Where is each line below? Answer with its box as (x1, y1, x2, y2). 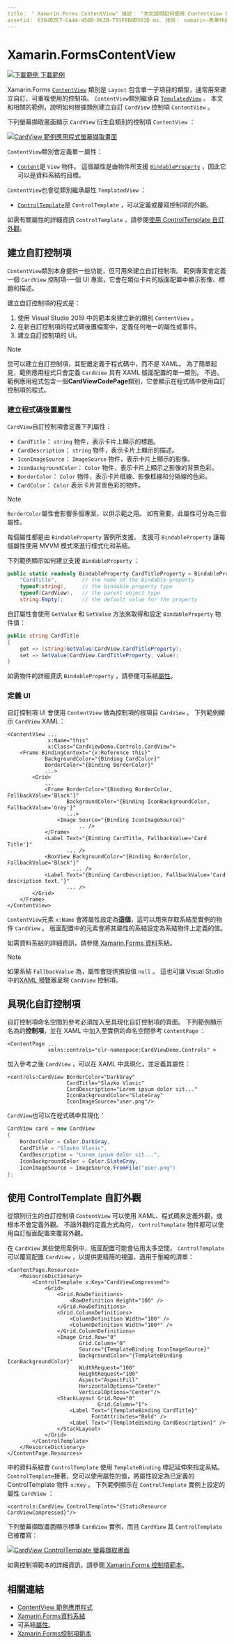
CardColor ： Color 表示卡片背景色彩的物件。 (17, 480, 144, 489)
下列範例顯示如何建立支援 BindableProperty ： (7, 556, 141, 564)
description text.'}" (7, 877, 70, 884)
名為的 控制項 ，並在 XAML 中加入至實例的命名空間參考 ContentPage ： (7, 1027, 207, 1035)
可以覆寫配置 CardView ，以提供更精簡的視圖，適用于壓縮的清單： (7, 1253, 195, 1261)
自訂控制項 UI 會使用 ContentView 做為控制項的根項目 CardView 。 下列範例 (7, 708, 219, 717)
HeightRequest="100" (79, 1370, 139, 1378)
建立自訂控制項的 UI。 (17, 331, 81, 339)
